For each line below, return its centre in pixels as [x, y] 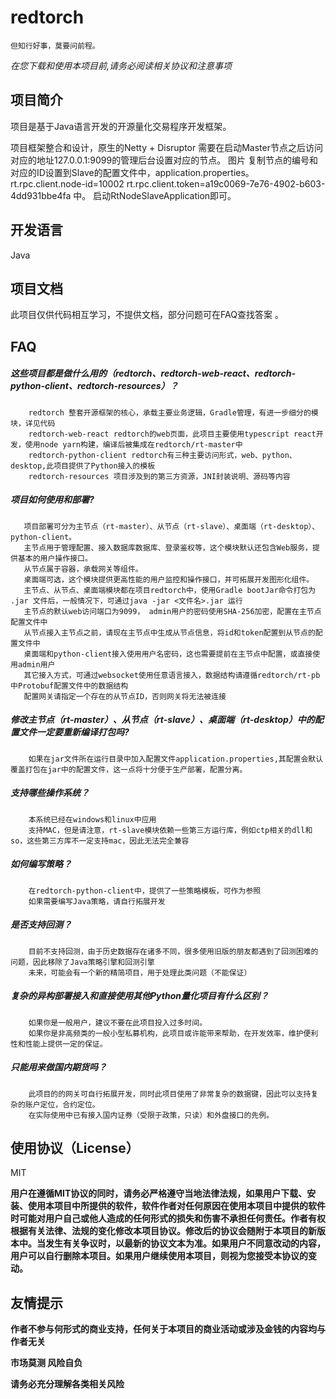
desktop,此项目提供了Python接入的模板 [83, 466]
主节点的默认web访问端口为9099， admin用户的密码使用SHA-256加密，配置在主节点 [172, 611]
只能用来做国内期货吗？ [58, 1067]
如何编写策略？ [41, 864]
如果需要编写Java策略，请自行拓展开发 [97, 901]
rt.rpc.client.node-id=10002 [67, 183]
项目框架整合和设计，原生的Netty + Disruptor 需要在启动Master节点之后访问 [166, 147]
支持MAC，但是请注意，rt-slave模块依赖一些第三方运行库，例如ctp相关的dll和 [170, 830]
